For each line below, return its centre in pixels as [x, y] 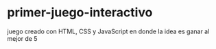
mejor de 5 [22, 38]
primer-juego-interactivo [80, 13]
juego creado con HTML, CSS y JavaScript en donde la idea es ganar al [108, 31]
